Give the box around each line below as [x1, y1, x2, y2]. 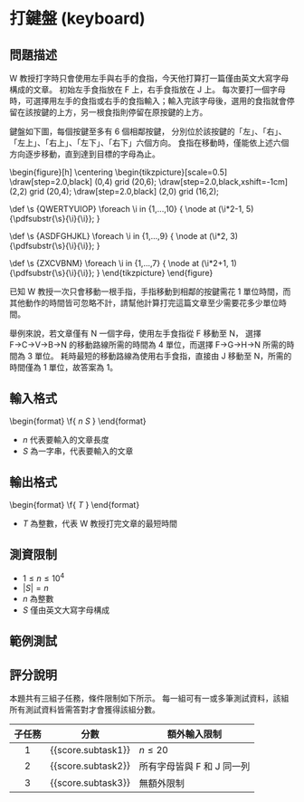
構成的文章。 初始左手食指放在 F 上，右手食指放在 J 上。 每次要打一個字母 [9, 84, 286, 95]
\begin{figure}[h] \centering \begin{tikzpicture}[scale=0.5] [9, 167, 228, 177]
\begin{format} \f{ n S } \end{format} [9, 415, 147, 426]
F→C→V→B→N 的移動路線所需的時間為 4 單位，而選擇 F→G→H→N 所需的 [9, 339, 287, 349]
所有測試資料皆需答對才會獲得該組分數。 [9, 704, 160, 715]
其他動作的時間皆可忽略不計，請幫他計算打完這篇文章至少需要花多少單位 [9, 298, 279, 308]
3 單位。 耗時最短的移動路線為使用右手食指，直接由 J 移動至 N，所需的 [26, 350, 292, 361]
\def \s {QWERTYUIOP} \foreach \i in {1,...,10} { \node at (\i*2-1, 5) [9, 204, 254, 214]
